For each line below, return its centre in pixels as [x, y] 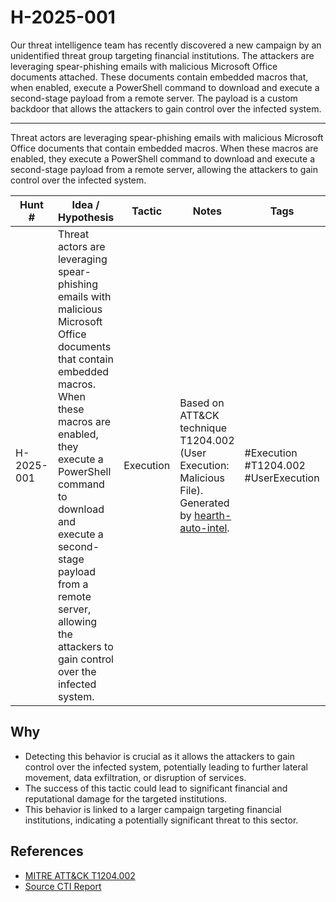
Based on [202, 403]
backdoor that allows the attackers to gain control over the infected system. [166, 108]
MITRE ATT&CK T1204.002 [80, 875]
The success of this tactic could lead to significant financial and [156, 788]
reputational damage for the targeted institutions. [126, 798]
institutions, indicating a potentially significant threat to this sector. [161, 820]
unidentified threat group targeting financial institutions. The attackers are [162, 55]
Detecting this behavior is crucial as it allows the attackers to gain [159, 756]
